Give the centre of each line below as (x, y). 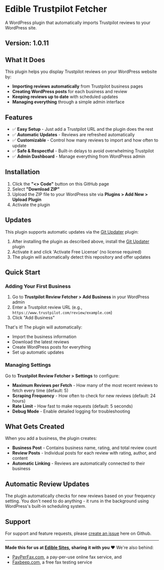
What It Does (25, 60)
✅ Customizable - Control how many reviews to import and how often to (85, 140)
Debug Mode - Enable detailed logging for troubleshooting (71, 411)
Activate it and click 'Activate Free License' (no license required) (77, 252)
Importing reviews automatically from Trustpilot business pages (77, 86)
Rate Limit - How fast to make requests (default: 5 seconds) (72, 406)
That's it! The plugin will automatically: (44, 327)
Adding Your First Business (38, 286)
